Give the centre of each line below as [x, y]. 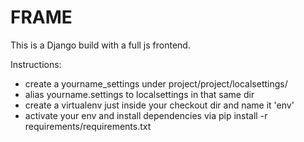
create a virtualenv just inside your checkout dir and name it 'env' [159, 105]
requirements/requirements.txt [88, 126]
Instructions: [36, 64]
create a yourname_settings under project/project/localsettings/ [156, 83]
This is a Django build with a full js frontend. [100, 45]
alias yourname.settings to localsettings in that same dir [139, 94]
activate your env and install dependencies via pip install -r [146, 115]
